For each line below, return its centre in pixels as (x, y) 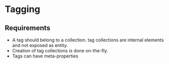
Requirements (27, 28)
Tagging (22, 9)
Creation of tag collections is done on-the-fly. (60, 51)
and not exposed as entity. (40, 45)
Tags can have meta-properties (45, 56)
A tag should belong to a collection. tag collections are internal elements (88, 40)
